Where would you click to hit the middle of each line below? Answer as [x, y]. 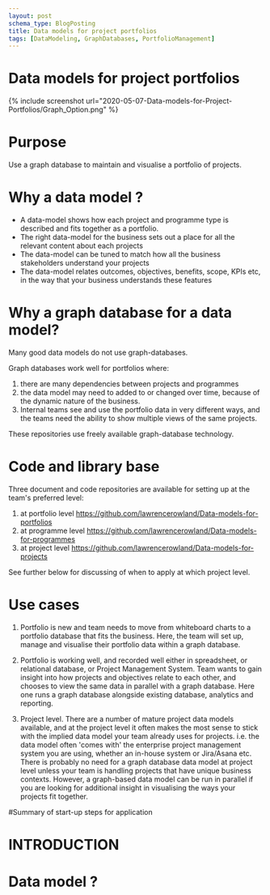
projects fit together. [54, 796]
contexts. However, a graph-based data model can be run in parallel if [137, 779]
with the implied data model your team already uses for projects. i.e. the [140, 736]
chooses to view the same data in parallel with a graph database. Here [137, 686]
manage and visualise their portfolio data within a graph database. [130, 644]
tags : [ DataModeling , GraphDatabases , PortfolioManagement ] [112, 38]
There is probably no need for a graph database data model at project [136, 761]
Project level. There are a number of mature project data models [127, 718]
